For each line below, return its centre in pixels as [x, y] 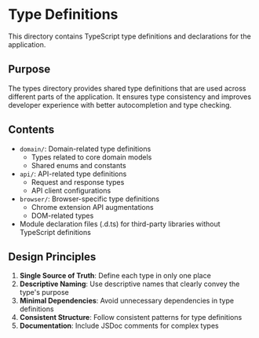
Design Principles [52, 257]
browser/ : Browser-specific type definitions [89, 199]
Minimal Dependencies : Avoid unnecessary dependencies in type [126, 301]
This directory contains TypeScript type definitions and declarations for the [129, 36]
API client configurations [71, 190]
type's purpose [44, 292]
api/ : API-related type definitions [73, 174]
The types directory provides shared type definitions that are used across [127, 88]
